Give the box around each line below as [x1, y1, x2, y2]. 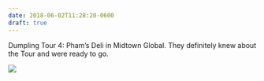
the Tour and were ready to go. [8, 49, 109, 58]
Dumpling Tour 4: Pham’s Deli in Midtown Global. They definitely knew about [8, 40, 257, 50]
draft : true [8, 19, 47, 27]
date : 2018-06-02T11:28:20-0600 [8, 11, 114, 20]
